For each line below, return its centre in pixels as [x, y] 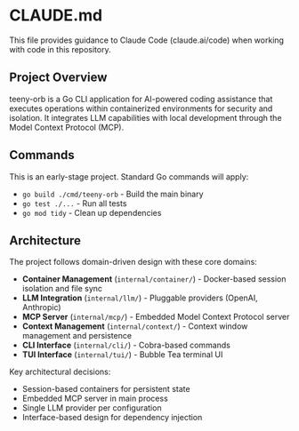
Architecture [45, 240]
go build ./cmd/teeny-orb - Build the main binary [113, 194]
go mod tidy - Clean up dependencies [92, 212]
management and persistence [77, 336]
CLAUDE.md [56, 16]
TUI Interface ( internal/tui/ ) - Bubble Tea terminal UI [122, 355]
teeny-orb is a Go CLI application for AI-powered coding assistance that [141, 99]
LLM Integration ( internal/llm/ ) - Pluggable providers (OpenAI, [140, 298]
